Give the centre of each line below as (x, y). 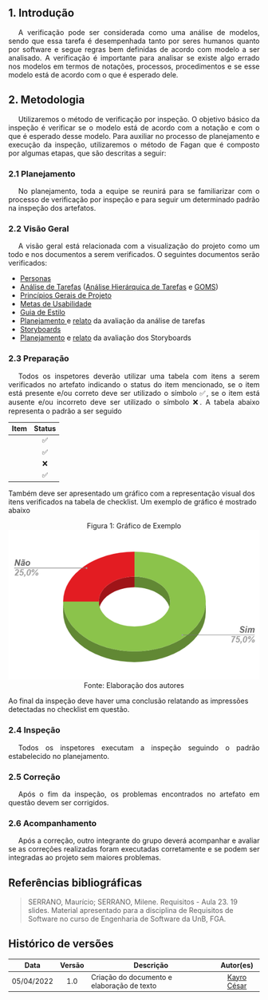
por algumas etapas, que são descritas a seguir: (87, 153)
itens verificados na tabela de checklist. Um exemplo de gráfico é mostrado (132, 501)
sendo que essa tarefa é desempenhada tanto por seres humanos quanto (134, 41)
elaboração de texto (124, 986)
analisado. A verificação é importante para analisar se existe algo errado (134, 57)
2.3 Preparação (39, 358)
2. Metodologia (47, 100)
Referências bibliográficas (75, 882)
